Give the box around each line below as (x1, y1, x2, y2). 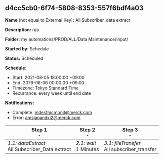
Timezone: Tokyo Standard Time (12, 85, 79, 91)
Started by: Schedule (5, 45, 49, 51)
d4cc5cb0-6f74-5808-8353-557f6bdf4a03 (5, 4, 144, 12)
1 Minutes (76, 146, 99, 153)
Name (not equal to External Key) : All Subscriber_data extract (5, 17, 131, 23)
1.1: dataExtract (7, 139, 46, 146)
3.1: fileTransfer (103, 139, 141, 146)
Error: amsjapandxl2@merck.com (12, 115, 81, 120)
